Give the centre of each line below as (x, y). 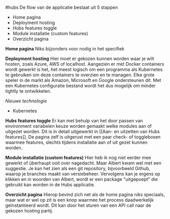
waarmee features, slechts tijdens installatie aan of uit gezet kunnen (76, 142)
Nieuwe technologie (26, 101)
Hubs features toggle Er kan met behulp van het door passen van (74, 121)
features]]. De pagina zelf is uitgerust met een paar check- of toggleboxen (83, 137)
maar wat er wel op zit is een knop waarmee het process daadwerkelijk (79, 200)
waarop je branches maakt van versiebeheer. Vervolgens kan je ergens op (83, 174)
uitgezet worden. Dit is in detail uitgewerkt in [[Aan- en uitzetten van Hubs (82, 131)
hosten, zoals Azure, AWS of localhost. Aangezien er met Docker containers (85, 64)
